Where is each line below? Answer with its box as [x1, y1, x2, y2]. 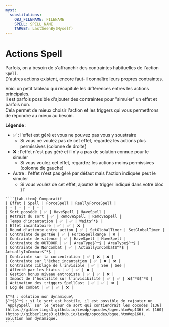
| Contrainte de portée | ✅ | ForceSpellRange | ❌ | [5, 232, 120, 237]
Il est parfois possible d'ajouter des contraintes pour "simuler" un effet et [5, 96, 157, 102]
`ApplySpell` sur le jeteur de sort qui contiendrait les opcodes [5, 303, 148, 308]
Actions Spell [5, 48, 62, 60]
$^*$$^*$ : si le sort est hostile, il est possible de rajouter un [5, 299, 153, 304]
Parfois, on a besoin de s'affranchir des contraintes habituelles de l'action [5, 65, 159, 71]
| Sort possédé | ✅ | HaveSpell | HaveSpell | [5, 210, 106, 215]
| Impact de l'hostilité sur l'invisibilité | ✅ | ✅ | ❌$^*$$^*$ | [5, 276, 153, 281]
